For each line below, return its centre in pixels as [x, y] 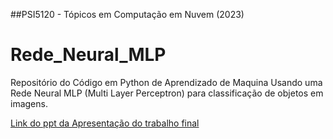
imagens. [29, 103]
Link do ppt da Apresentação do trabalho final [105, 123]
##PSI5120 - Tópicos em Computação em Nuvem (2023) [127, 14]
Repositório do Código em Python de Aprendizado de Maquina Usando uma [166, 82]
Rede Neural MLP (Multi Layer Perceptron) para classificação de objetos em [167, 93]
